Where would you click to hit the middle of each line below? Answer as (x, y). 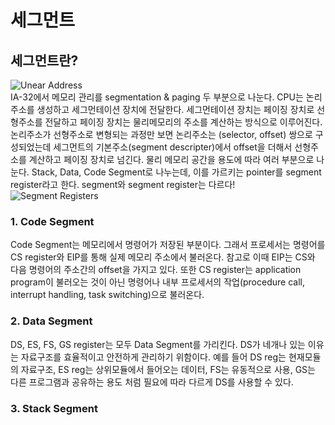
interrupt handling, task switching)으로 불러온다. (107, 295)
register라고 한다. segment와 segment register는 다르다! (123, 184)
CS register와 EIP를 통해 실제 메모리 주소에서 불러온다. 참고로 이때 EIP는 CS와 (163, 257)
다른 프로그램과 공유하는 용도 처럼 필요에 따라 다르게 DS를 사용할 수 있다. (152, 382)
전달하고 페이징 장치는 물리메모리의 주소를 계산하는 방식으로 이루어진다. (183, 122)
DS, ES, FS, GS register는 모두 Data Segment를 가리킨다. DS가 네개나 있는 (158, 344)
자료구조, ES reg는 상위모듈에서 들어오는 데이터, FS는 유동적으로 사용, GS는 (168, 369)
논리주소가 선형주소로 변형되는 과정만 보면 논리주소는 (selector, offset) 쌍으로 (161, 134)
